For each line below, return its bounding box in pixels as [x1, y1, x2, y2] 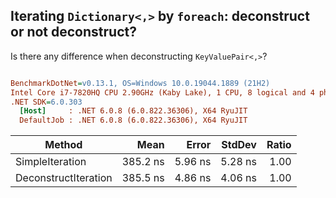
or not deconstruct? [10, 24, 137, 41]
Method [44, 138, 83, 152]
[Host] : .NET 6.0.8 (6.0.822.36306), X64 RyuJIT [19, 106, 248, 116]
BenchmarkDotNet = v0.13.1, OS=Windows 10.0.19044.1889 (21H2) [10, 78, 271, 88]
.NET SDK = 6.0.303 [10, 97, 83, 107]
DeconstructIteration [15, 171, 113, 185]
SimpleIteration [15, 155, 87, 169]
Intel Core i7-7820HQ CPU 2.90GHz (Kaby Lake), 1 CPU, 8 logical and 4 [10, 87, 315, 98]
